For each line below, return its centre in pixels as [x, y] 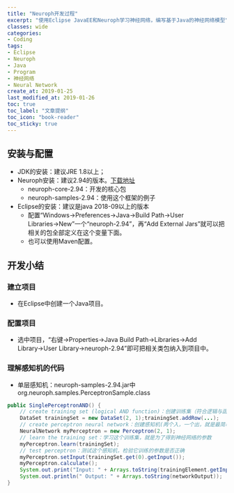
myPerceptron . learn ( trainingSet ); [70, 444]
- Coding [20, 40]
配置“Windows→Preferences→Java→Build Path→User [106, 215]
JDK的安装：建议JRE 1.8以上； [61, 172]
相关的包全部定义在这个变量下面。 [77, 233]
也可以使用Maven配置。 [62, 242]
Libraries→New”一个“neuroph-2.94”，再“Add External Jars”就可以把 [126, 224]
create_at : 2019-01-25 [40, 91]
